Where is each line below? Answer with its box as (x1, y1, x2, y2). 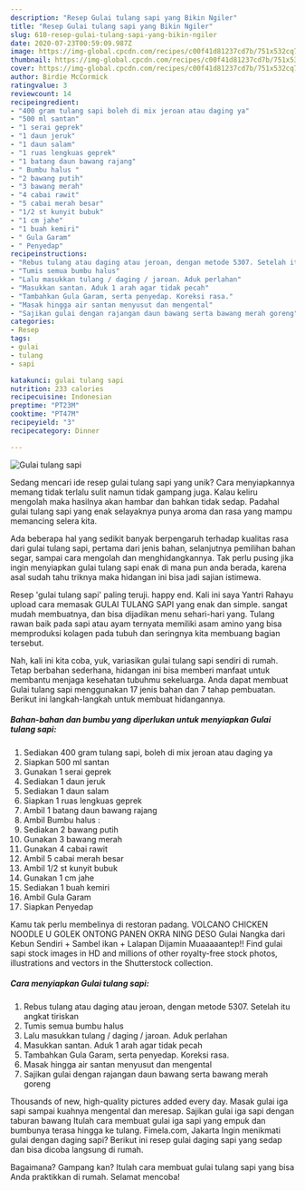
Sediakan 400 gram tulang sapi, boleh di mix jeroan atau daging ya (23, 746, 273, 758)
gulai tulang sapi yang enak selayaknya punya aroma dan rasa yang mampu (10, 506, 293, 517)
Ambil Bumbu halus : (23, 814, 100, 825)
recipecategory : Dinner (10, 426, 100, 436)
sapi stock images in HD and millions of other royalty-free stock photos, (10, 948, 279, 959)
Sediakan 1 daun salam (23, 785, 110, 796)
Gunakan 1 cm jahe (23, 872, 94, 883)
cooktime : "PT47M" (10, 409, 80, 418)
